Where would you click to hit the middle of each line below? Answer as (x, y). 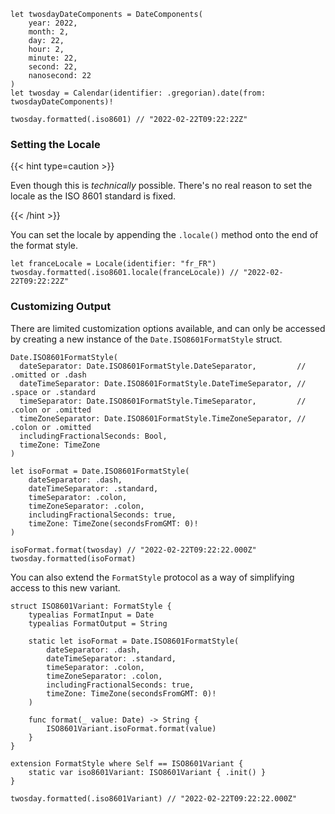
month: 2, (49, 32)
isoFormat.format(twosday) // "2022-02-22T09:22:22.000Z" (133, 550)
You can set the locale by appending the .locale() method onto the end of (164, 235)
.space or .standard (53, 392)
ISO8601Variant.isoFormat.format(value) (131, 728)
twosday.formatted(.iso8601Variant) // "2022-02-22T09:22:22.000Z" (154, 798)
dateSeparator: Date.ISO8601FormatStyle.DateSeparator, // (163, 366)
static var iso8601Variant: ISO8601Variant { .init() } (147, 772)
